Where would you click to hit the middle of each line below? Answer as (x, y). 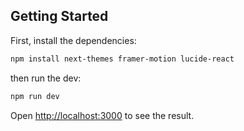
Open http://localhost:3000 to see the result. (102, 115)
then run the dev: (46, 78)
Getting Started (59, 16)
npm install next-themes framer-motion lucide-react (122, 59)
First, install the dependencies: (73, 40)
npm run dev (35, 96)
